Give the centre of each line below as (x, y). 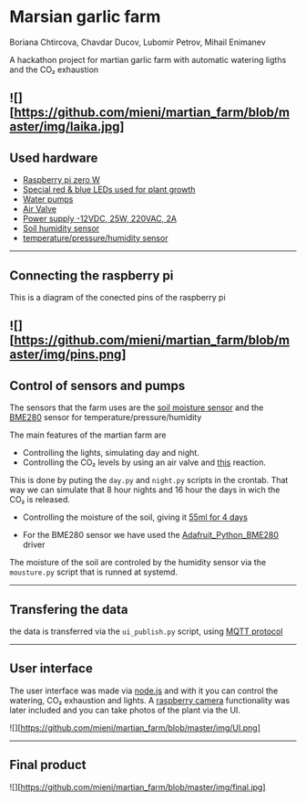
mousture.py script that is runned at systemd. (94, 572)
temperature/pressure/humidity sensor (95, 238)
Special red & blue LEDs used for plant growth (109, 190)
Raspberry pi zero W (61, 180)
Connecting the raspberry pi (92, 275)
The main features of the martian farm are (88, 435)
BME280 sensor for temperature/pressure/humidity (106, 417)
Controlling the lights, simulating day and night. (111, 453)
